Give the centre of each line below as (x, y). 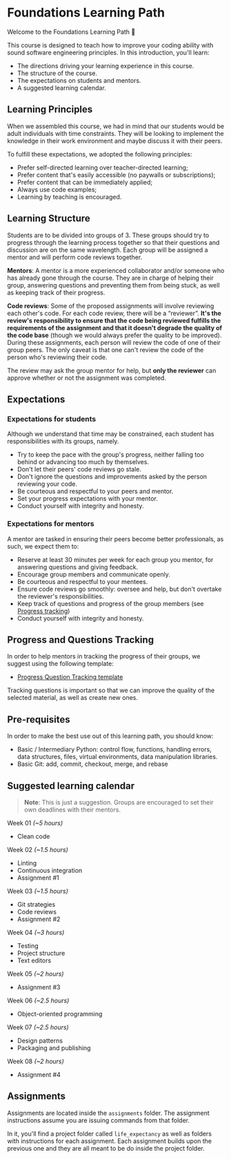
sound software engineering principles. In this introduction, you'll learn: (108, 52)
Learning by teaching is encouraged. (69, 196)
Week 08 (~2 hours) (36, 1061)
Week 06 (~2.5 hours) (38, 1000)
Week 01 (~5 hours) (35, 823)
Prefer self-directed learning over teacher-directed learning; (102, 168)
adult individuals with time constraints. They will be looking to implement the (115, 133)
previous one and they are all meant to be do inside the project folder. (106, 1148)
